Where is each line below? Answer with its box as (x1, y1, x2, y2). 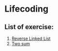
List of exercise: (4, 23, 54, 31)
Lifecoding (4, 3, 49, 15)
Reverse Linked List (11, 35, 51, 41)
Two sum (11, 41, 30, 47)
